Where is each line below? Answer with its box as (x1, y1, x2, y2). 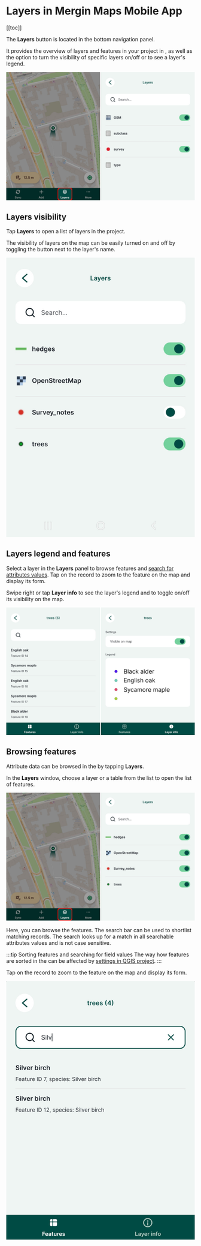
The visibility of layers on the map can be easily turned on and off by (6, 239, 175, 247)
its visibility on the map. (6, 595, 65, 602)
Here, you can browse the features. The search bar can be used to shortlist (6, 927, 192, 934)
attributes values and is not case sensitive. (6, 939, 111, 947)
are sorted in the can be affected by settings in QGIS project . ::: (6, 957, 162, 965)
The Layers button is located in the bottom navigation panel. (6, 35, 156, 43)
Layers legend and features (6, 549, 111, 559)
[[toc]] (6, 24, 22, 31)
